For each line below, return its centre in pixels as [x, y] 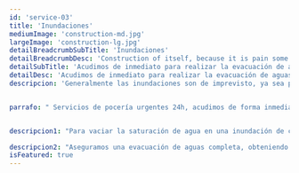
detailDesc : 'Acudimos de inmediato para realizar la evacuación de [139, 75]
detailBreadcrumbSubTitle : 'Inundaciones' [89, 51]
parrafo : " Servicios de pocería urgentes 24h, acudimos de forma [135, 107]
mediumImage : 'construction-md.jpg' [77, 34]
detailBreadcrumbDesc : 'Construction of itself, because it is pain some [149, 59]
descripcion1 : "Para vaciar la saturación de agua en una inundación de [147, 131]
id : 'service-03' [41, 17]
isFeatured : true [41, 155]
